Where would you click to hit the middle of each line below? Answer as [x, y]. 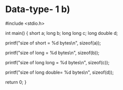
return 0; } [16, 82]
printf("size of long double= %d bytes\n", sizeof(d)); [59, 72]
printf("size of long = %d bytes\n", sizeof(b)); [52, 53]
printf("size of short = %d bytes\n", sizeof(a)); [53, 43]
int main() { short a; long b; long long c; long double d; [61, 33]
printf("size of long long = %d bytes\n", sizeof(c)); [57, 62]
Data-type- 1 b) [38, 9]
